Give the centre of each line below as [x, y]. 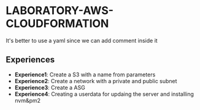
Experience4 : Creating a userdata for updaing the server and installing [104, 94]
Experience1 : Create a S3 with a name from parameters [85, 75]
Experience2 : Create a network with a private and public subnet [96, 81]
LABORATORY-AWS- [60, 11]
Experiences [30, 60]
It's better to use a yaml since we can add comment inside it [82, 40]
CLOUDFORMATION [57, 24]
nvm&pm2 [28, 100]
